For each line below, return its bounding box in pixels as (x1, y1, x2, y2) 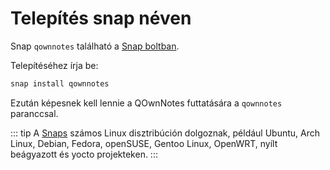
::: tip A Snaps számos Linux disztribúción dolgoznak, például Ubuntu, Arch (10, 127, 321, 139)
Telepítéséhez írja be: (10, 59, 99, 71)
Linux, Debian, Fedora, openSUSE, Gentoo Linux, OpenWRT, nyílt (10, 137, 278, 149)
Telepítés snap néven (10, 7, 192, 30)
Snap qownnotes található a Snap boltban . (10, 40, 180, 52)
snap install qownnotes (10, 78, 110, 89)
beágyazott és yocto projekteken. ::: (10, 148, 158, 160)
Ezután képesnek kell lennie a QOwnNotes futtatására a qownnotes (10, 97, 283, 109)
